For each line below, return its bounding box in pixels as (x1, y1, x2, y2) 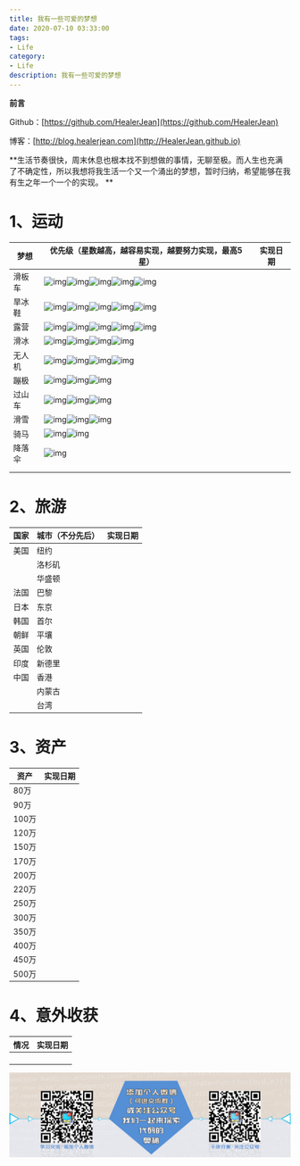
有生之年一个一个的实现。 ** (9, 177, 113, 187)
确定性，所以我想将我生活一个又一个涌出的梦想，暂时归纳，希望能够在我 (24, 165, 291, 176)
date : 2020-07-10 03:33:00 (9, 23, 110, 33)
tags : (9, 33, 29, 42)
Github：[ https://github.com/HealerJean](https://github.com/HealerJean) (9, 116, 279, 127)
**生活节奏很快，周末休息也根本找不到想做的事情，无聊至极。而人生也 (9, 154, 268, 165)
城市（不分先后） (37, 530, 100, 541)
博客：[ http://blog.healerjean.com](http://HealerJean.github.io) (9, 135, 241, 146)
